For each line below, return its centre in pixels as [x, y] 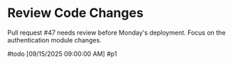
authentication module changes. [54, 40]
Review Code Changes [76, 13]
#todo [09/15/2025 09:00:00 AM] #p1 [62, 54]
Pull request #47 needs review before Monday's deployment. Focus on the [116, 32]
